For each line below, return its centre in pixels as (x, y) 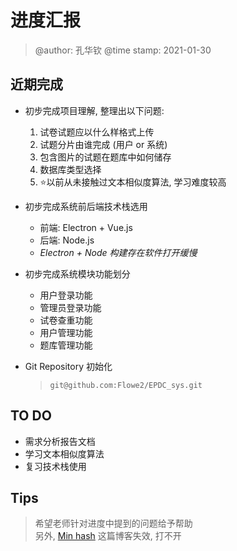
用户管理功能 (66, 332)
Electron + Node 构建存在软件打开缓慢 (118, 252)
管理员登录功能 (70, 307)
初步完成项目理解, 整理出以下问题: (94, 110)
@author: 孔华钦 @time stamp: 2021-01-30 (123, 50)
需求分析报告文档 (60, 441)
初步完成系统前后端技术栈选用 (86, 206)
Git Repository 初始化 (68, 366)
